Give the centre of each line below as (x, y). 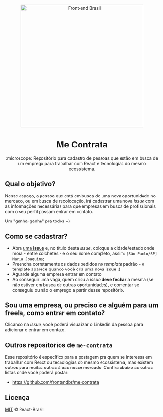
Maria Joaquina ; (28, 258)
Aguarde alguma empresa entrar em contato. (57, 274)
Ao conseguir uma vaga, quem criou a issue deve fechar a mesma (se (83, 279)
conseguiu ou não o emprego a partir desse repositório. (68, 290)
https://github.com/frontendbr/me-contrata (55, 382)
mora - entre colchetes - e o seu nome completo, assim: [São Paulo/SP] (84, 253)
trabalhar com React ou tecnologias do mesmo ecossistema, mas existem (79, 362)
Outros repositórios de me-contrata (59, 345)
